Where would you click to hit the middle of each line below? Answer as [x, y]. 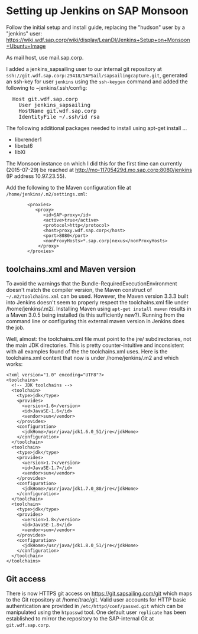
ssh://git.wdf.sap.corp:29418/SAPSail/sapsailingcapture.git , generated [97, 75]
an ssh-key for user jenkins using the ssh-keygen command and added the [97, 82]
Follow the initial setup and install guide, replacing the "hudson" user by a [95, 27]
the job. [15, 327]
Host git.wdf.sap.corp [45, 99]
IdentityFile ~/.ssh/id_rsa [59, 117]
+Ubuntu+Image [26, 46]
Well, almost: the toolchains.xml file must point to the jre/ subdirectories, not [99, 339]
